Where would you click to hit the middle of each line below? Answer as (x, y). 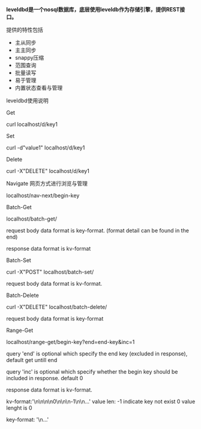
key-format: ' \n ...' (28, 419)
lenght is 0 (19, 408)
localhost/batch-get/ (31, 219)
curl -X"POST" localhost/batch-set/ (50, 272)
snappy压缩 (29, 58)
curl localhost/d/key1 (32, 124)
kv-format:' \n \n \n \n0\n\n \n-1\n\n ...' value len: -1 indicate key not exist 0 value (101, 401)
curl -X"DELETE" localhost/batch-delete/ (57, 307)
